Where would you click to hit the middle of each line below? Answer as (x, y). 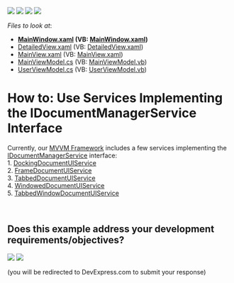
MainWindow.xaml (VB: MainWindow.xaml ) (83, 39)
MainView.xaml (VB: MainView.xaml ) (70, 54)
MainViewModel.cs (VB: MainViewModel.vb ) (82, 62)
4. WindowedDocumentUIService (56, 185)
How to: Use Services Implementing (115, 98)
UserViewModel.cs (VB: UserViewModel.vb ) (82, 70)
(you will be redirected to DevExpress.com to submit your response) (107, 272)
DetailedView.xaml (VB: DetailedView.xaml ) (80, 47)
